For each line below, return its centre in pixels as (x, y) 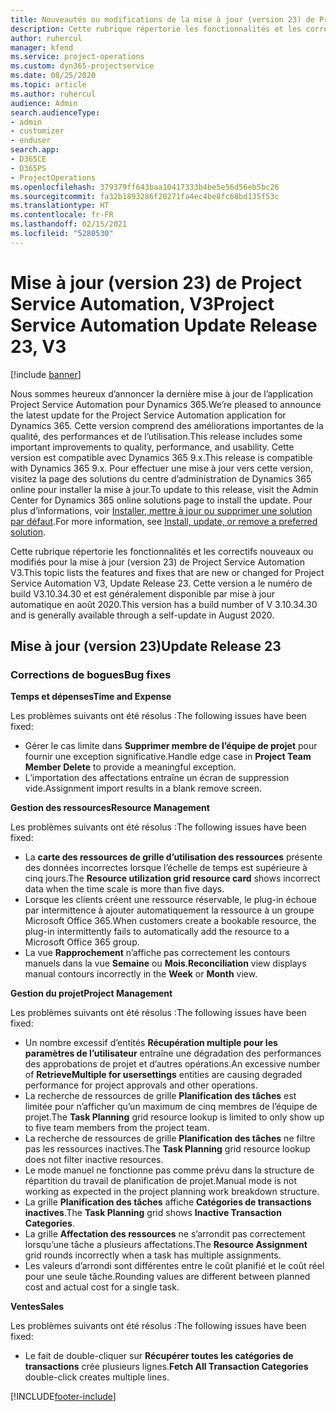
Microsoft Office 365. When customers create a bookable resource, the (170, 921)
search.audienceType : (55, 112)
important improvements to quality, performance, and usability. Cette (152, 447)
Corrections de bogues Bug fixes (91, 674)
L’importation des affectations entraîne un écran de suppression (157, 778)
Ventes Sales (37, 1307)
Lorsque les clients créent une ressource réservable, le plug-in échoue (170, 900)
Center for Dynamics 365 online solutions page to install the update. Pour (161, 500)
